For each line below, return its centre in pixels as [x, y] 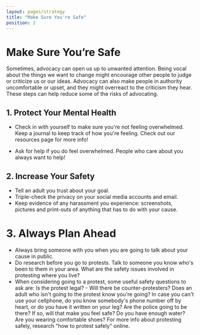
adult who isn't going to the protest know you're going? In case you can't [104, 294]
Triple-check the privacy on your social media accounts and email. [96, 196]
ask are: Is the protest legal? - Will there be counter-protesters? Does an [103, 288]
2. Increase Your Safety [51, 176]
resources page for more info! [51, 140]
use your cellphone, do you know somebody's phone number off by [98, 300]
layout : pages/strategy [36, 12]
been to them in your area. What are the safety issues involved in [94, 269]
